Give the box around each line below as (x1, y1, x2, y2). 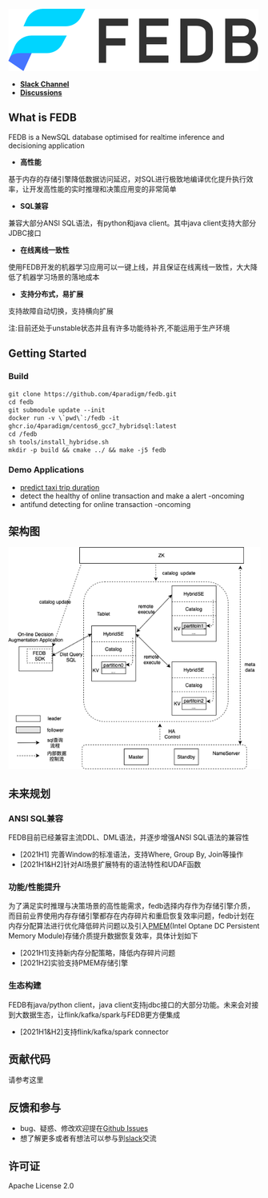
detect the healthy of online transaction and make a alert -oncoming (19, 491, 245, 501)
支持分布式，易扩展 (19, 289, 84, 298)
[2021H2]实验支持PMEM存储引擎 (19, 958, 129, 968)
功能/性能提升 (8, 881, 62, 893)
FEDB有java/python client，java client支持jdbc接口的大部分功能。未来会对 (8, 1000, 252, 1009)
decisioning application (8, 141, 86, 150)
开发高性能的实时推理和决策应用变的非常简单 (29, 184, 177, 194)
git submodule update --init (8, 405, 106, 414)
